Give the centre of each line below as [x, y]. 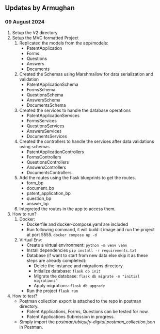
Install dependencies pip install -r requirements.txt [81, 250]
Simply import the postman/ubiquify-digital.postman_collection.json [87, 322]
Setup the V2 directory [35, 32]
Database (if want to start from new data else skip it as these [87, 255]
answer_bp [38, 203]
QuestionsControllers [48, 162]
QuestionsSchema [45, 95]
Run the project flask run [52, 291]
